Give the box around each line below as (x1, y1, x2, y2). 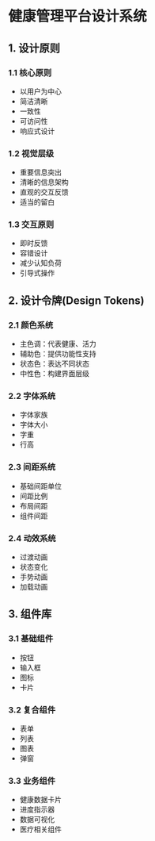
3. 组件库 (8, 608, 52, 621)
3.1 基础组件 (8, 633, 54, 644)
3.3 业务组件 (8, 775, 56, 786)
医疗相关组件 (19, 824, 62, 834)
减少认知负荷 (19, 259, 62, 268)
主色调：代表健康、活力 (19, 339, 96, 349)
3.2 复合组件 (8, 704, 56, 715)
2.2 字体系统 (8, 390, 56, 401)
